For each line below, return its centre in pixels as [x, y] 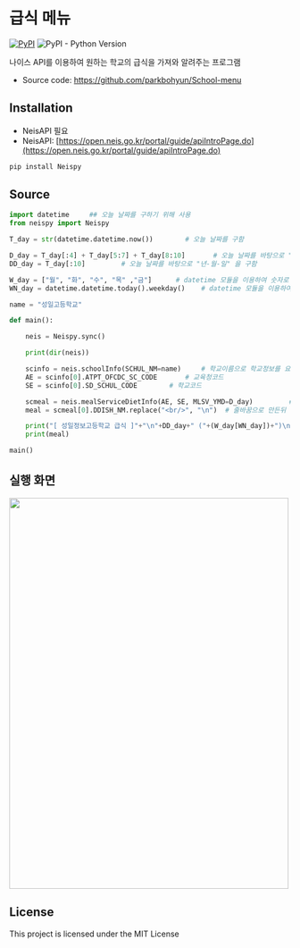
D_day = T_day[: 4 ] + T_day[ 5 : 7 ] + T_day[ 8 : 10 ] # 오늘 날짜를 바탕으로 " [151, 256]
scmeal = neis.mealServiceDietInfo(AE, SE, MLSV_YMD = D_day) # [159, 402]
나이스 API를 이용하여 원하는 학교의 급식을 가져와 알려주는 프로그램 [125, 62]
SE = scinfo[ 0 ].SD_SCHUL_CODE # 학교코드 [114, 385]
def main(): [31, 321]
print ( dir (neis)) [58, 353]
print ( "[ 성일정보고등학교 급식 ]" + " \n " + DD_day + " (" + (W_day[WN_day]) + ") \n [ [160, 426]
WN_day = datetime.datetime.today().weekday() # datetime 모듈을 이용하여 [151, 288]
